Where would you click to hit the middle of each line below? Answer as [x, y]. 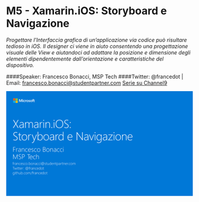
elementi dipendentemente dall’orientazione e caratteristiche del [85, 59]
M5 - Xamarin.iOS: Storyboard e [86, 11]
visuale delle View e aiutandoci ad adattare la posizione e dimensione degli [98, 52]
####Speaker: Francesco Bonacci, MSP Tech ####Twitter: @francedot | [95, 76]
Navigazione [38, 23]
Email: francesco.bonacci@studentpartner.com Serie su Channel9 [87, 83]
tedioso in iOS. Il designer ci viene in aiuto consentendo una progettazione [97, 46]
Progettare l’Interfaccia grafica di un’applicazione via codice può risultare [97, 40]
